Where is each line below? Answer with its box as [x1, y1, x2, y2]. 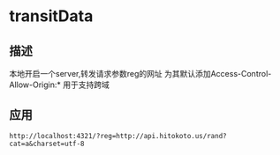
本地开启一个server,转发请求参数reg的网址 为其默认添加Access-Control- [9, 69, 272, 78]
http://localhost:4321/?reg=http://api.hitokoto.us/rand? [9, 131, 227, 140]
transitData [9, 6, 94, 26]
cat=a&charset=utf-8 [9, 139, 86, 148]
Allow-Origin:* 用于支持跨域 [9, 79, 110, 90]
